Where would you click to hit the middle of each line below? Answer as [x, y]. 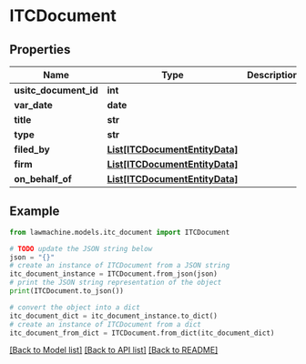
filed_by [32, 149]
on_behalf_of [43, 179]
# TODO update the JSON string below [81, 248]
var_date [33, 105]
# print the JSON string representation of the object [116, 283]
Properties [40, 50]
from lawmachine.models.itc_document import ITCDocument [120, 232]
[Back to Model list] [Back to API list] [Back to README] [114, 350]
